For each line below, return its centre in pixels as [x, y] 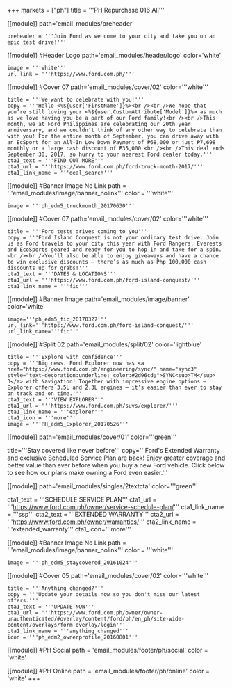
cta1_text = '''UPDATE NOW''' [51, 607]
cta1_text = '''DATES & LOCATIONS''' [62, 274]
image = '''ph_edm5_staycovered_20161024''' [73, 563]
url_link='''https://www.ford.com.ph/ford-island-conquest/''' [101, 326]
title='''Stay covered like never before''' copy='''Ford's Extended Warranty [114, 450]
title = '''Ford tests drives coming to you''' [77, 232]
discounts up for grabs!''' [48, 268]
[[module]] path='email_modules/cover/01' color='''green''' [92, 437]
